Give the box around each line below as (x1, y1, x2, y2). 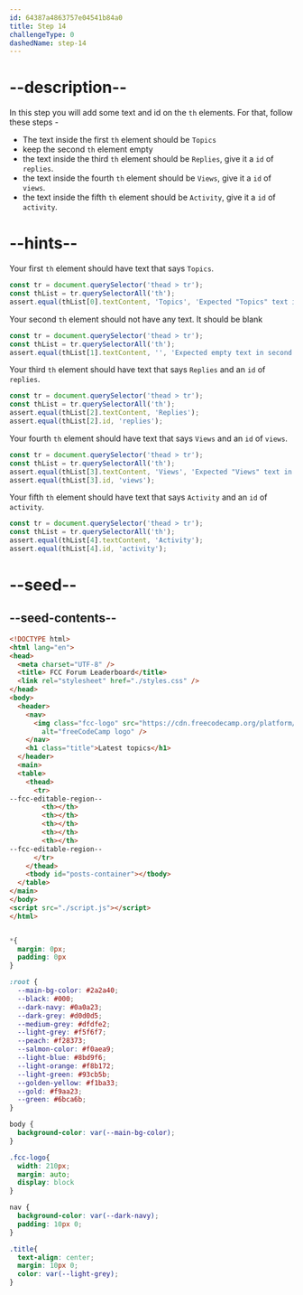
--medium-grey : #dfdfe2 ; (17, 1019, 111, 1028)
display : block (17, 1178, 75, 1187)
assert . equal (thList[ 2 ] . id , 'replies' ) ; (9, 417, 164, 426)
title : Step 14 (9, 22, 67, 31)
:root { (9, 978, 39, 987)
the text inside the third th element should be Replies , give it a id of (22, 154, 274, 164)
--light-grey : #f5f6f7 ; (17, 1028, 106, 1037)
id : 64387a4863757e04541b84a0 (9, 13, 124, 23)
